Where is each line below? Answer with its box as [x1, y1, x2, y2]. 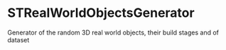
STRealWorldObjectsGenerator [7, 5, 195, 21]
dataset [7, 35, 30, 44]
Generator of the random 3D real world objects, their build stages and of [7, 28, 219, 37]
